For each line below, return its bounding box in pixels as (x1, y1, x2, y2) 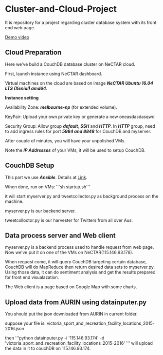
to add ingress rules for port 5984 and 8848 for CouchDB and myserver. (5, 128, 152, 134)
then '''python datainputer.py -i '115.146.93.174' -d (5, 335, 105, 341)
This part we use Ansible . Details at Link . (5, 174, 88, 180)
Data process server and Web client (5, 231, 116, 239)
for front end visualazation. (5, 275, 59, 280)
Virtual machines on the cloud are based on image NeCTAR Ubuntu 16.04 (5, 80, 153, 86)
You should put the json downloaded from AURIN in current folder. (5, 311, 138, 317)
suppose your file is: (5, 320, 46, 326)
